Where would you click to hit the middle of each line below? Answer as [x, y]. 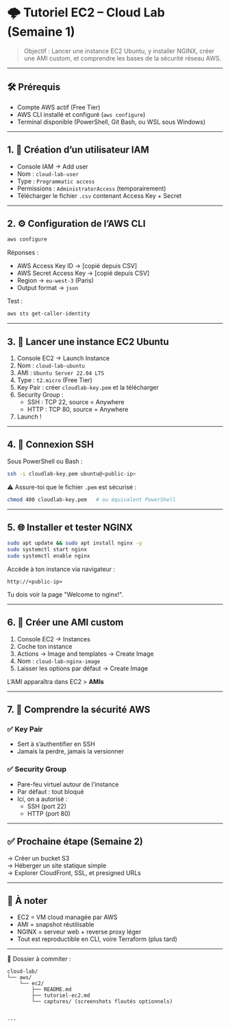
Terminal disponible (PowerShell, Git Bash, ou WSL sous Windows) [111, 122]
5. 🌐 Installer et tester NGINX [70, 527]
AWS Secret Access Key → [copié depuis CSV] [83, 273]
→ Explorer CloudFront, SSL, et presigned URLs [74, 872]
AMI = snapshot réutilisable [55, 925]
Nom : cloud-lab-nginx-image [59, 661]
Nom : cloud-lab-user [48, 174]
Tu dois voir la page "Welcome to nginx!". [65, 594]
